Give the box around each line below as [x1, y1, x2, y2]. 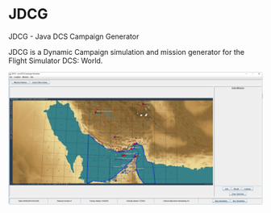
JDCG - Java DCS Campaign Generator [8, 31, 140, 41]
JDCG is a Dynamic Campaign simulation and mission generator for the [8, 47, 244, 56]
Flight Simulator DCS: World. [8, 56, 103, 65]
